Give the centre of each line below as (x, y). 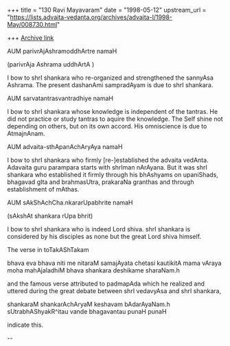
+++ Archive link (31, 38)
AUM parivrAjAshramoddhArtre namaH (62, 51)
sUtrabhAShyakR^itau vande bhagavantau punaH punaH (87, 311)
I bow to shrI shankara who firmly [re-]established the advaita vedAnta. (108, 160)
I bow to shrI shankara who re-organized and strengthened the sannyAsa (111, 78)
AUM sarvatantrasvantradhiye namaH (60, 98)
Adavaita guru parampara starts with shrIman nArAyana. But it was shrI (107, 167)
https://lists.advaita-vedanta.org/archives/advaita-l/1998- (91, 17)
